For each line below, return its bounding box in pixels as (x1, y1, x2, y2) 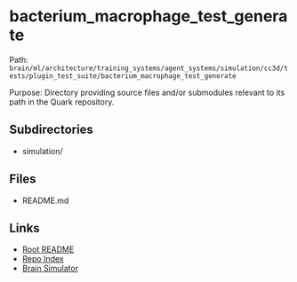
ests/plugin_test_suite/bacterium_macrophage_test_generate (9, 71, 237, 81)
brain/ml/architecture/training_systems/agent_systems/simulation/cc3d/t (9, 64, 289, 73)
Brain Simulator (21, 263, 78, 274)
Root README (21, 244, 75, 255)
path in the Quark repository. (9, 96, 115, 107)
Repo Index (21, 254, 64, 264)
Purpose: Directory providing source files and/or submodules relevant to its (9, 87, 285, 98)
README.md (21, 195, 69, 206)
